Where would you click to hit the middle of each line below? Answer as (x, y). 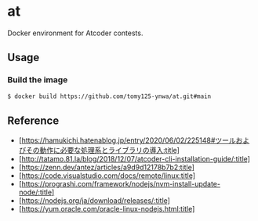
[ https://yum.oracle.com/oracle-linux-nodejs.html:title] (107, 209)
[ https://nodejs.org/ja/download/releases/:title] (94, 201)
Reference (33, 120)
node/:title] (36, 192)
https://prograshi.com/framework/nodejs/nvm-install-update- (121, 184)
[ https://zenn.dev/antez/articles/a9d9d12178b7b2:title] (107, 168)
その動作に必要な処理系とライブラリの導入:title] (102, 150)
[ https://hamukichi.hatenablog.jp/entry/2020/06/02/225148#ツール (127, 140)
